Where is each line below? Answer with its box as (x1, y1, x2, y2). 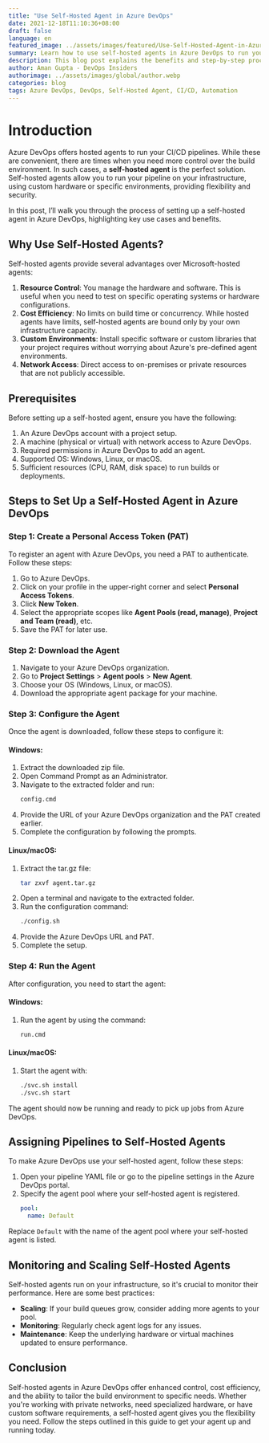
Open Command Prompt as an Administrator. (19, 772, 168, 781)
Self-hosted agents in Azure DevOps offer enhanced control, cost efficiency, (8, 1382, 261, 1392)
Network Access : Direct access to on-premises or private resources (19, 360, 247, 369)
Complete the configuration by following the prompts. (19, 827, 197, 837)
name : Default (27, 1212, 74, 1221)
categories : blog (8, 79, 66, 87)
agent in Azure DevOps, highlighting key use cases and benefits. (8, 214, 222, 224)
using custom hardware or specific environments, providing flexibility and (8, 181, 251, 191)
